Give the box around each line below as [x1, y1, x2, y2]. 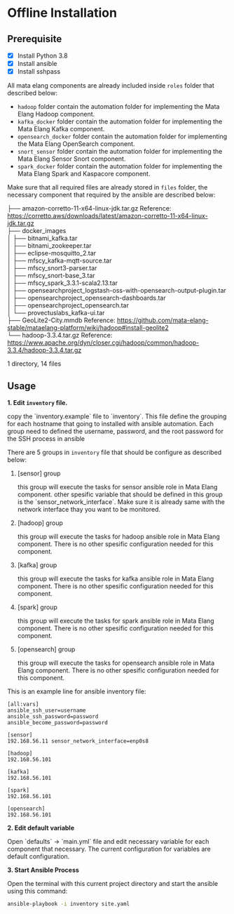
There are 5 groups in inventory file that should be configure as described [7, 448, 222, 456]
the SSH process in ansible [7, 435, 85, 443]
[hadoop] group [17, 519, 63, 527]
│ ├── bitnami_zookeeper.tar [7, 241, 92, 250]
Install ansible [17, 60, 57, 68]
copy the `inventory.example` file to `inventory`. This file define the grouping [7, 412, 227, 420]
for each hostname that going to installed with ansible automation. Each [7, 420, 214, 428]
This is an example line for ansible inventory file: [7, 687, 146, 696]
